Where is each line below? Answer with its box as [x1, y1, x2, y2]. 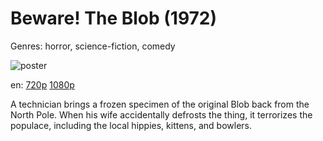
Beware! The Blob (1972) [10, 7, 218, 30]
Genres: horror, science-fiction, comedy [10, 40, 176, 52]
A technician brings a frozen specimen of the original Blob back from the [10, 98, 310, 110]
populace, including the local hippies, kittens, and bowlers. [10, 119, 253, 131]
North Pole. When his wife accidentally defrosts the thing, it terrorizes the [10, 108, 313, 121]
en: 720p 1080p [10, 78, 75, 91]
